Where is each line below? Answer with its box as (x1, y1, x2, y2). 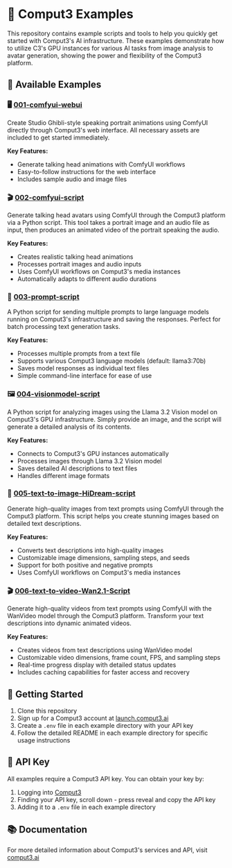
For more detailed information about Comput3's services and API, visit (7, 846, 208, 854)
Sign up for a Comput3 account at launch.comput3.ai (17, 714, 169, 722)
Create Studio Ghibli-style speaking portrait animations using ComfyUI (7, 118, 208, 127)
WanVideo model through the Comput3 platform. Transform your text (7, 612, 204, 620)
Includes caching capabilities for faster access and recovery (17, 668, 190, 676)
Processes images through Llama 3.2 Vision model (17, 457, 162, 465)
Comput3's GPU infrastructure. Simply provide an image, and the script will (7, 415, 222, 423)
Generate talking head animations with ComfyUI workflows (17, 160, 186, 169)
